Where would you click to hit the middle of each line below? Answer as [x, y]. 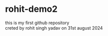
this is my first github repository [37, 23]
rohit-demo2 [31, 9]
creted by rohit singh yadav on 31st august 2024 [54, 28]
